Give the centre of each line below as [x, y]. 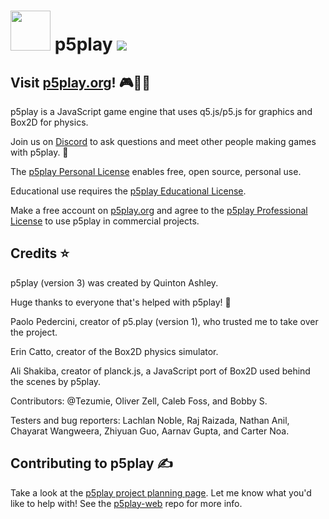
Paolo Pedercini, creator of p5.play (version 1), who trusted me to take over [164, 321]
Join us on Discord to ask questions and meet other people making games [163, 141]
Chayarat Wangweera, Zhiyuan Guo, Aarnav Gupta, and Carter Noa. [150, 431]
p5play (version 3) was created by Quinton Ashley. [114, 282]
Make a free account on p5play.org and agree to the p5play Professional [159, 210]
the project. [34, 332]
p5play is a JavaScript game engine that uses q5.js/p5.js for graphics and [161, 111]
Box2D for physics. [49, 122]
